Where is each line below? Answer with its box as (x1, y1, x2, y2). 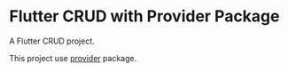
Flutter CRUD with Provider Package (9, 6, 280, 27)
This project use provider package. (9, 52, 137, 63)
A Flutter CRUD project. (9, 36, 95, 46)
